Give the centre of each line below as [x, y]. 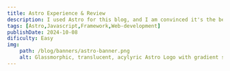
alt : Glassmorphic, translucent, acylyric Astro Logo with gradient [119, 57]
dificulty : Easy [30, 39]
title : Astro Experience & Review [56, 13]
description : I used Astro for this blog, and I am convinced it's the [111, 20]
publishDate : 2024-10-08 [42, 32]
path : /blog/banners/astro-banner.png [75, 51]
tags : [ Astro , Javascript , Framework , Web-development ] [84, 26]
